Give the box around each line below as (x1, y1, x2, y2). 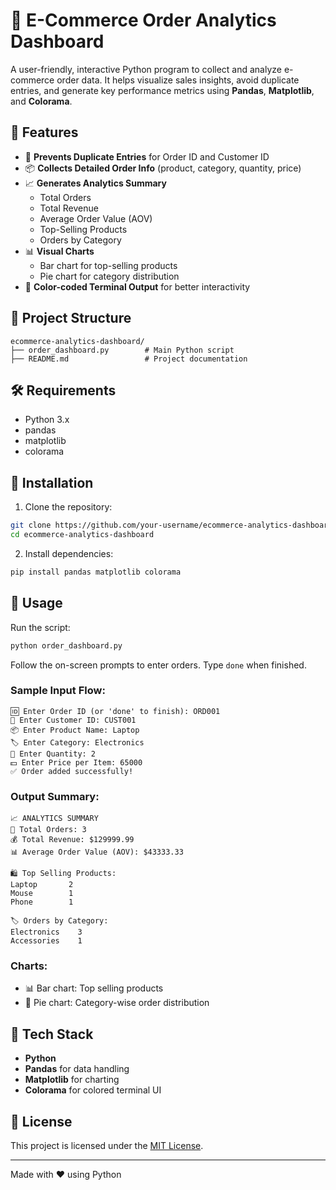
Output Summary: (10, 789, 100, 803)
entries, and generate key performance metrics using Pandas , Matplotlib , (10, 84, 315, 96)
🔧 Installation (10, 474, 94, 491)
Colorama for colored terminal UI (24, 1084, 162, 1096)
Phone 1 (10, 897, 74, 908)
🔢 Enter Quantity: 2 (10, 749, 97, 759)
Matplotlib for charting (24, 1074, 120, 1086)
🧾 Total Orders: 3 (10, 825, 87, 835)
